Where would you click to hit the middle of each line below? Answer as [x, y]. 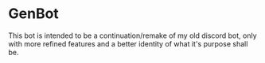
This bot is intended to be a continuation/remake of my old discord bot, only [132, 35]
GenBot [34, 14]
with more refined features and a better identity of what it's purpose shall [128, 43]
